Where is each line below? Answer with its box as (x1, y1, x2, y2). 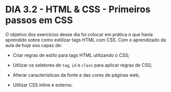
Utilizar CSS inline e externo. (12, 82, 73, 88)
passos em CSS (5, 14, 73, 26)
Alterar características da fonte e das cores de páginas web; (12, 72, 140, 78)
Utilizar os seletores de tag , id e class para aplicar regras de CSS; (12, 62, 152, 68)
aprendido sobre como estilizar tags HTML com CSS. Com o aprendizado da (5, 37, 166, 43)
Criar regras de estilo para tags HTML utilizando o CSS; (12, 52, 130, 58)
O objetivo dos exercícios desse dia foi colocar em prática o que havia (5, 31, 153, 37)
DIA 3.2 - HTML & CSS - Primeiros (5, 4, 151, 15)
